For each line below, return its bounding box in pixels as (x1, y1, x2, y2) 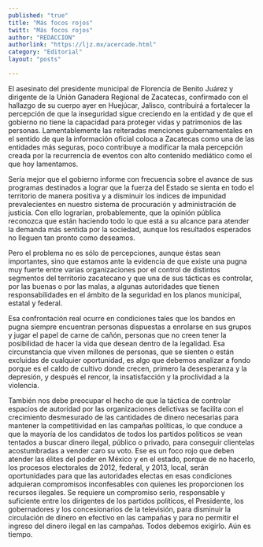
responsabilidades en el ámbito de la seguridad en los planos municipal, (8, 290, 242, 299)
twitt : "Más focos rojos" (8, 26, 93, 34)
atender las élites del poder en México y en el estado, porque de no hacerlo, (8, 454, 256, 464)
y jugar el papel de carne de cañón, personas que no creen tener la (8, 330, 227, 339)
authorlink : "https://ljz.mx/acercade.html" (8, 41, 157, 49)
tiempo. (8, 529, 33, 539)
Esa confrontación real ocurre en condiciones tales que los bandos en (8, 313, 236, 323)
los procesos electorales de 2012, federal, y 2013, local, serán (8, 462, 209, 472)
